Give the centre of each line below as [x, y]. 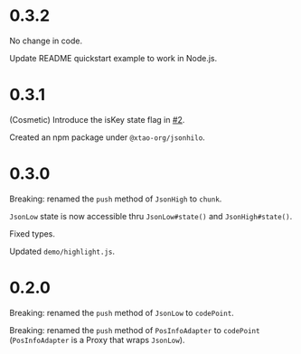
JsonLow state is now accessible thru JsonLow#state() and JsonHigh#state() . [151, 216]
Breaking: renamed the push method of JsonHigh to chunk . [116, 199]
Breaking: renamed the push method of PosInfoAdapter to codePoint [135, 330]
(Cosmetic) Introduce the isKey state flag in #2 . [97, 119]
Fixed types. [33, 233]
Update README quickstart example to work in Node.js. [113, 58]
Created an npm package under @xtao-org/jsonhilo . [107, 137]
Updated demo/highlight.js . [62, 251]
